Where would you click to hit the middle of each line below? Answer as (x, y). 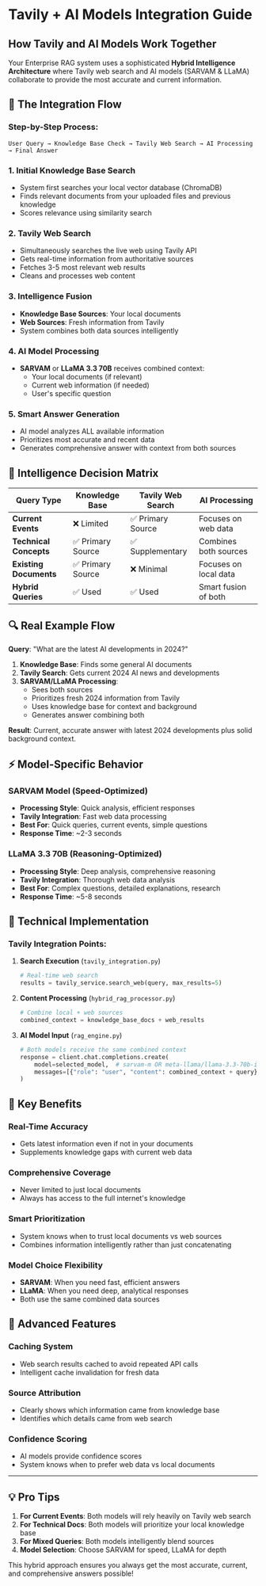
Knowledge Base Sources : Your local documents (100, 314)
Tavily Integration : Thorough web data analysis (97, 879)
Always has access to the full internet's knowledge (103, 1199)
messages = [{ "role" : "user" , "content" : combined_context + (134, 1072)
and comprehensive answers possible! (71, 1573)
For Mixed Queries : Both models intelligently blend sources (117, 1542)
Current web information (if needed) (91, 385)
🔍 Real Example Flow (62, 626)
